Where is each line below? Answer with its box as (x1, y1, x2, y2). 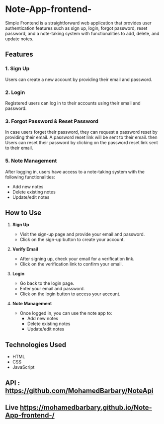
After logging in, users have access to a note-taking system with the (5, 169, 145, 174)
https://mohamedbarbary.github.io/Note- (19, 403, 153, 412)
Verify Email (12, 246, 38, 252)
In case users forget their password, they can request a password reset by (5, 129, 158, 135)
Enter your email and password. (19, 286, 85, 292)
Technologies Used (5, 340, 66, 349)
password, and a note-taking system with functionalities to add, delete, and (5, 30, 160, 36)
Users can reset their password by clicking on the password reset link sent (5, 140, 158, 146)
